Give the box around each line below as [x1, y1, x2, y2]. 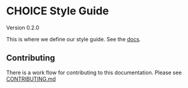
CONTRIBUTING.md [6, 75, 56, 82]
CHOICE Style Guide [6, 4, 109, 18]
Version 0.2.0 [6, 24, 40, 31]
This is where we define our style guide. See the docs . [6, 35, 141, 43]
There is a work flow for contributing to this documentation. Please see [6, 69, 182, 76]
